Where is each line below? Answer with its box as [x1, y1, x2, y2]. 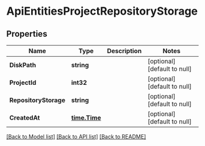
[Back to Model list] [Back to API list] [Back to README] [6, 133, 146, 140]
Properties [6, 29, 48, 39]
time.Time [71, 114, 101, 122]
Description [106, 47, 142, 55]
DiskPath [9, 61, 37, 69]
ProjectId [9, 78, 37, 87]
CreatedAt [9, 114, 40, 122]
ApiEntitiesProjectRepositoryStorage [6, 4, 198, 18]
